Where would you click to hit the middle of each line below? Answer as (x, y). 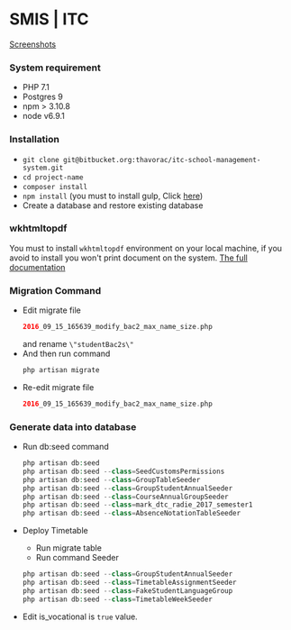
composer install (55, 187)
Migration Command (55, 290)
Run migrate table (68, 548)
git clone (41, 160)
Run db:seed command (66, 447)
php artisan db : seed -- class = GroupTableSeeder (111, 479)
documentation (37, 267)
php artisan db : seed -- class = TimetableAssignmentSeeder (129, 583)
